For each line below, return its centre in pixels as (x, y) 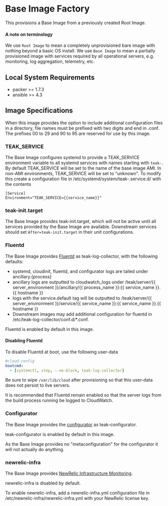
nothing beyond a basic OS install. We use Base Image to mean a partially (80, 51)
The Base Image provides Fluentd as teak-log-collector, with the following (81, 256)
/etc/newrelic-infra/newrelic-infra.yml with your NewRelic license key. (77, 498)
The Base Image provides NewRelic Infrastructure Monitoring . (69, 473)
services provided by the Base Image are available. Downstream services (81, 227)
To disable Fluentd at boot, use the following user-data (62, 352)
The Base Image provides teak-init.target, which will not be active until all (81, 222)
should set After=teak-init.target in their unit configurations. (70, 232)
